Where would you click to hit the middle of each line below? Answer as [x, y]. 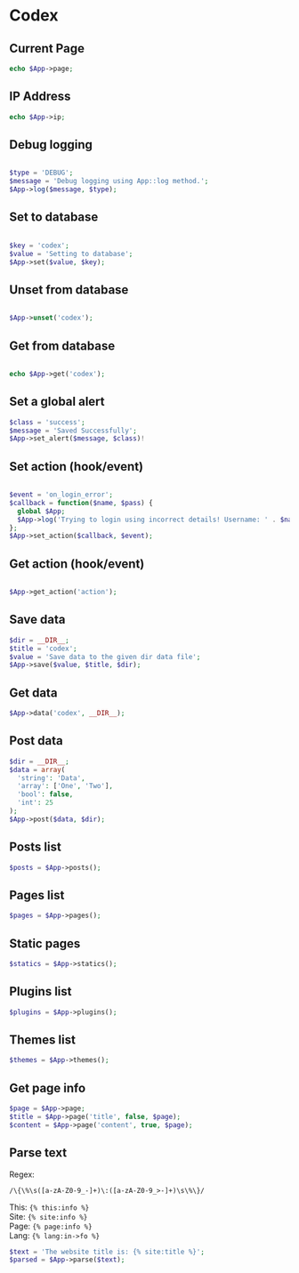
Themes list [42, 1039]
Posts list [36, 847]
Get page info [48, 1088]
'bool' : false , [45, 794]
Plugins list [40, 991]
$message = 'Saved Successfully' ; [73, 431]
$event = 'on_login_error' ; [61, 495]
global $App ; [41, 511]
